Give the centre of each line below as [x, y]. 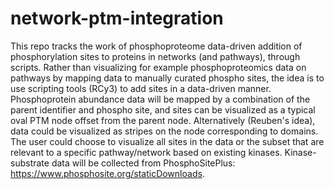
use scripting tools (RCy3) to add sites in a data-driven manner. [141, 88]
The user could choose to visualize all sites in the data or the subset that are [167, 141]
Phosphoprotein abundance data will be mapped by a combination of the [160, 99]
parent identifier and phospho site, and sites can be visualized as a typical [163, 109]
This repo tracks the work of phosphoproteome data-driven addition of [156, 46]
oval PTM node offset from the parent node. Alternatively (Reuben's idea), [163, 120]
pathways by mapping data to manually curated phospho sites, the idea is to [167, 78]
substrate [30, 163]
